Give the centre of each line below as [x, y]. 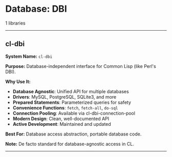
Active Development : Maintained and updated [62, 124]
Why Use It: [18, 81]
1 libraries [15, 23]
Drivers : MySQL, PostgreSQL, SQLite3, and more [64, 97]
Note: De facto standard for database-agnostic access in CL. [70, 144]
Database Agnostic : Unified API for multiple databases [71, 91]
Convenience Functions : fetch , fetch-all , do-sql [65, 107]
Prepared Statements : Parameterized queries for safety [72, 102]
